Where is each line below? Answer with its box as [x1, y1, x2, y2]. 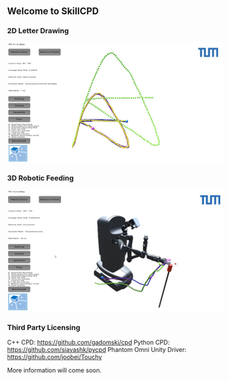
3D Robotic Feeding [7, 173, 74, 183]
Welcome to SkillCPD [7, 5, 99, 17]
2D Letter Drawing [7, 26, 69, 36]
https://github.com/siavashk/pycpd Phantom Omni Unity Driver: [7, 346, 187, 354]
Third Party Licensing [7, 322, 81, 332]
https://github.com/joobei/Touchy [7, 353, 102, 361]
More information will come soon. [7, 366, 102, 375]
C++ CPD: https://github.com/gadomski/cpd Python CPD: [7, 338, 170, 346]
